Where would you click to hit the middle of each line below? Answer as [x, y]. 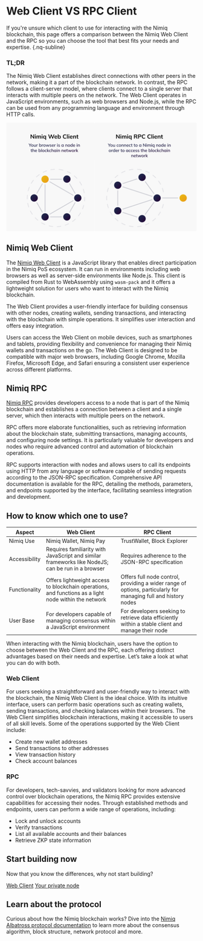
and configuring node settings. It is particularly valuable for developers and [100, 440]
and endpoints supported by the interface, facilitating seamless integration [99, 490]
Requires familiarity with [76, 549]
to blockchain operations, [78, 586]
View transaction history [45, 755]
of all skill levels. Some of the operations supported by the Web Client [93, 724]
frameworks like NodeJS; [77, 562]
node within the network [76, 599]
